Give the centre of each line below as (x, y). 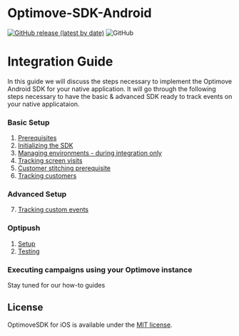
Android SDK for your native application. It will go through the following (112, 89)
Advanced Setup (37, 194)
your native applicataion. (44, 104)
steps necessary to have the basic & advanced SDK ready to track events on (120, 96)
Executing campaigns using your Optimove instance (100, 270)
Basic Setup (29, 122)
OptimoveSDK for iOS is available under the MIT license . (90, 325)
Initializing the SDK (45, 146)
